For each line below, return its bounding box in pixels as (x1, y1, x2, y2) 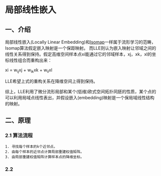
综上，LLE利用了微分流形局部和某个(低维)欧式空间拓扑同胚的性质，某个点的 (5, 88, 157, 94)
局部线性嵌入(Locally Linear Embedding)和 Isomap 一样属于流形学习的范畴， (5, 39, 156, 45)
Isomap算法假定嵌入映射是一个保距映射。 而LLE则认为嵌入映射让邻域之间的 (5, 45, 157, 51)
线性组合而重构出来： (9, 57, 52, 63)
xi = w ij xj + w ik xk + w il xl (5, 67, 53, 74)
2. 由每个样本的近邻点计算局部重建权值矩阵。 (5, 149, 84, 155)
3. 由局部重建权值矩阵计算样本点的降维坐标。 (5, 155, 84, 159)
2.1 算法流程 (5, 132, 33, 139)
